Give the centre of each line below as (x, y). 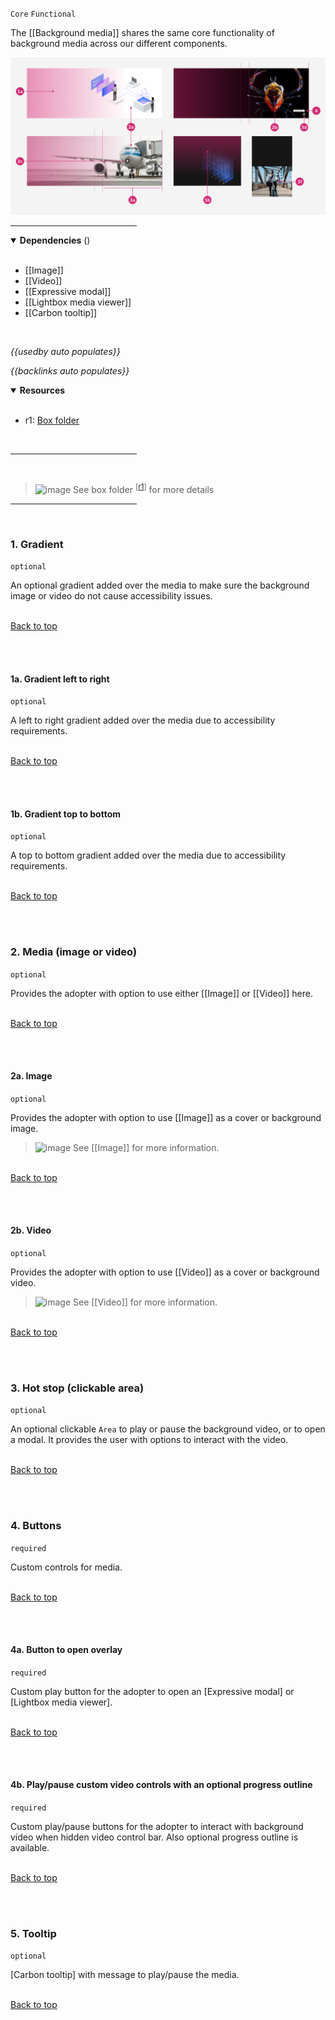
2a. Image (31, 1076)
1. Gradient (37, 544)
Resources (42, 390)
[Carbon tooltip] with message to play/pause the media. (125, 1975)
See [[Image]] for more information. (146, 1147)
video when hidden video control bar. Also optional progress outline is (154, 1837)
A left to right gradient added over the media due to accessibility (143, 720)
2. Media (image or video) (74, 952)
